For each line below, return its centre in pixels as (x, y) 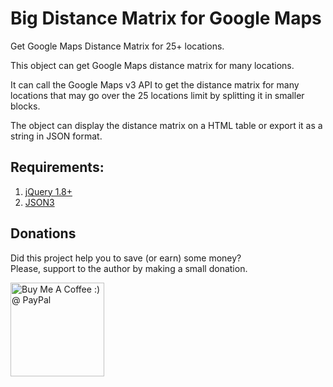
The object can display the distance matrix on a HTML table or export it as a (166, 125)
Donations (43, 233)
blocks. (25, 106)
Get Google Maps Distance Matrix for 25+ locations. (117, 46)
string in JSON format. (56, 136)
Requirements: (57, 167)
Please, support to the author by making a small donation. (129, 268)
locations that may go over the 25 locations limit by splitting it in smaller (157, 95)
